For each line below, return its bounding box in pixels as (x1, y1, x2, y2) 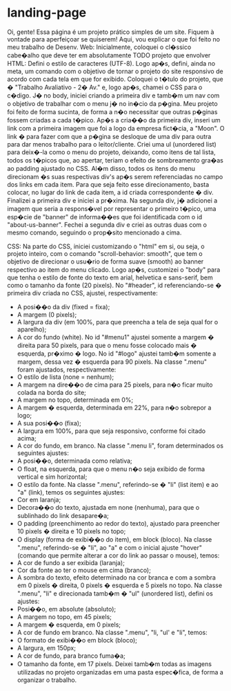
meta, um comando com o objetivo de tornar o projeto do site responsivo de (7, 67, 223, 75)
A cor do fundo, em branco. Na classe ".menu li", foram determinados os (17, 441, 224, 450)
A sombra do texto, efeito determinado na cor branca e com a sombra (17, 573, 216, 582)
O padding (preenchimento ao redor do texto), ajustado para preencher (17, 519, 221, 527)
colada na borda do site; (17, 388, 86, 396)
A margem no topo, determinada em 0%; (17, 396, 134, 404)
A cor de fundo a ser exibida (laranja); (17, 558, 125, 566)
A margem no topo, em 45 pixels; (17, 612, 112, 620)
